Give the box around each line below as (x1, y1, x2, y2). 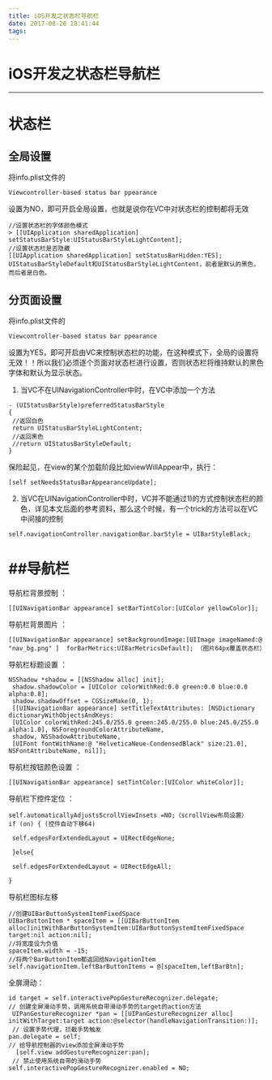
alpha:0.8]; (8, 690, 49, 698)
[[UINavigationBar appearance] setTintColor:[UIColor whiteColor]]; (8, 779, 244, 787)
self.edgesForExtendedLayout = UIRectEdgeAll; (11, 862, 172, 871)
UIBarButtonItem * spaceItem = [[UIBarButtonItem (8, 917, 180, 926)
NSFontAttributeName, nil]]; (8, 747, 107, 755)
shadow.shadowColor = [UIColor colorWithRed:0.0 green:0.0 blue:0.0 (11, 683, 249, 691)
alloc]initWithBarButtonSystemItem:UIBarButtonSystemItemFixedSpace (8, 924, 244, 932)
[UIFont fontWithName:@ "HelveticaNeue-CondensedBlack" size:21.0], (11, 740, 249, 748)
